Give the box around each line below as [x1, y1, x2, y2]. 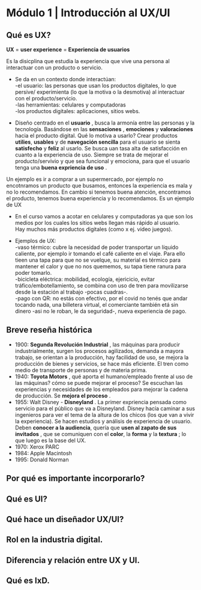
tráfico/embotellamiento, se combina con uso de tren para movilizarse [14, 282, 188, 289]
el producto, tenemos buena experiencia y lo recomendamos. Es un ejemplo [6, 195, 194, 201]
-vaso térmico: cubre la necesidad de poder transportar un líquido [14, 244, 179, 251]
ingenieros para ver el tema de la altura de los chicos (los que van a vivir [14, 411, 194, 418]
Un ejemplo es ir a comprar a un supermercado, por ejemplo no [6, 176, 164, 183]
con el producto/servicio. [14, 95, 77, 102]
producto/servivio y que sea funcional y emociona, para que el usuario [14, 158, 190, 165]
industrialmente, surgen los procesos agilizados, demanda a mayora [14, 347, 184, 354]
